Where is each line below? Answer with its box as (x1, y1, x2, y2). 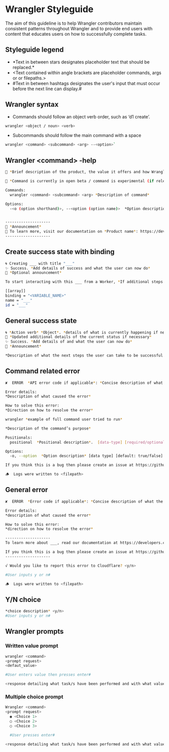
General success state (5, 316, 77, 325)
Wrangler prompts (5, 627, 64, 636)
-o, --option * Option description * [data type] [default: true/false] (10, 453, 163, 459)
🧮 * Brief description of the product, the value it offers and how (5, 170, 150, 175)
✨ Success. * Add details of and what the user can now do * (5, 339, 132, 345)
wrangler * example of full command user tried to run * (5, 417, 123, 422)
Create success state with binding (5, 248, 115, 256)
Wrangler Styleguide (5, 4, 94, 15)
